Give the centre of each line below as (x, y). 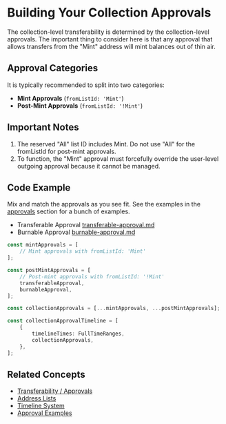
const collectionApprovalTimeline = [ (63, 321)
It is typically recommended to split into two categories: (86, 85)
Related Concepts (47, 374)
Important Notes (43, 127)
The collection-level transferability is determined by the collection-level (109, 32)
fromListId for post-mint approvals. (66, 151)
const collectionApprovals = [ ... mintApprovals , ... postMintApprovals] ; (114, 309)
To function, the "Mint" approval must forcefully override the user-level (118, 158)
